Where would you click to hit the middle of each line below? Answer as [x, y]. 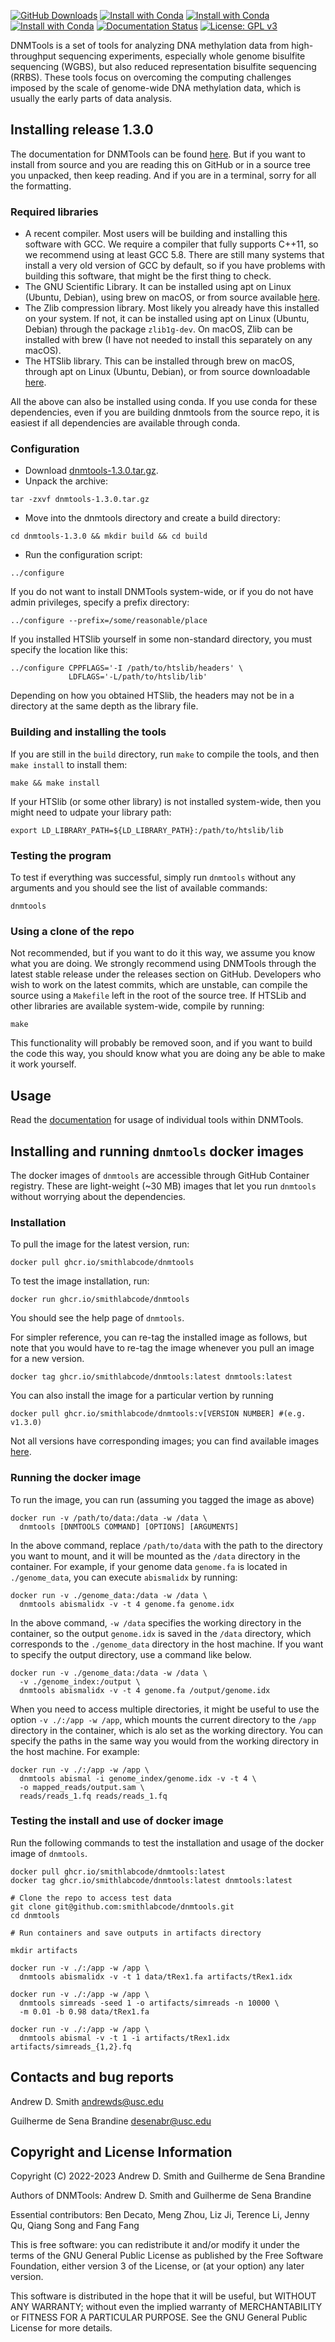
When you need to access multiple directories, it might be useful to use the [165, 1709]
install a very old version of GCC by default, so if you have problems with [175, 266]
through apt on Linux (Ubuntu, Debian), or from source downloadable [167, 372]
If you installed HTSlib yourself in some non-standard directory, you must [161, 639]
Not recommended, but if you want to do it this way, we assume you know [163, 953]
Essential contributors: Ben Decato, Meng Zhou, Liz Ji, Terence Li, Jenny [160, 2215]
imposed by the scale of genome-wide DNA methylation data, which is [156, 88]
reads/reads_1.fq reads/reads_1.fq [93, 1796]
